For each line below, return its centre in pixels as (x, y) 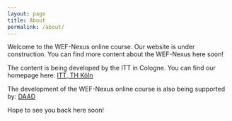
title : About (27, 20)
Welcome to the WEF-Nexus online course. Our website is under (101, 47)
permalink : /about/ (36, 27)
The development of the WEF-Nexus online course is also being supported (116, 89)
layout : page (27, 14)
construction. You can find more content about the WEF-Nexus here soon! (116, 54)
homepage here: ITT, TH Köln (50, 75)
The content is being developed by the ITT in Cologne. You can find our (111, 68)
